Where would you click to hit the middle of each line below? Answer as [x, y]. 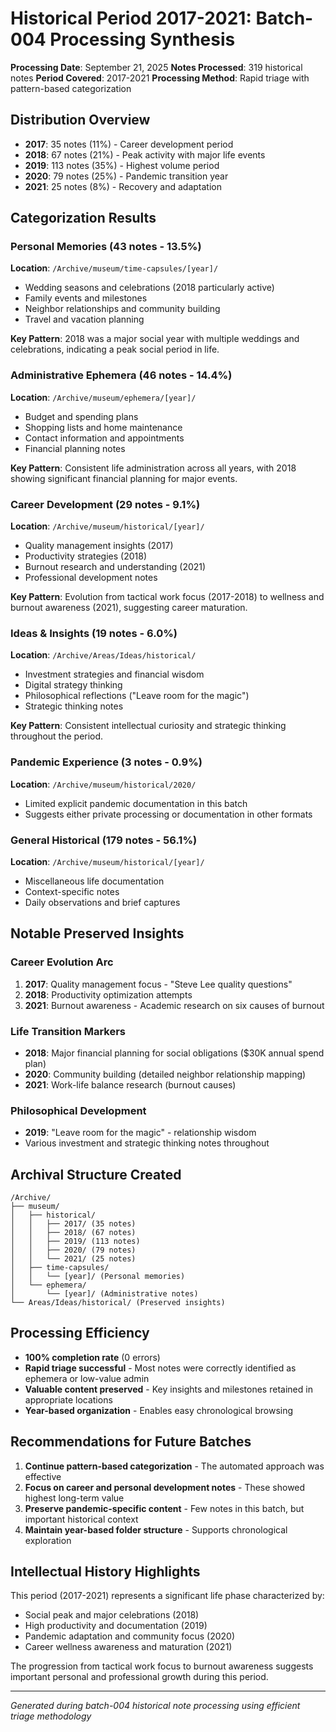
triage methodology [51, 1716]
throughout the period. [57, 736]
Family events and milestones [86, 298]
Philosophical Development [78, 1110]
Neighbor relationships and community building [122, 309]
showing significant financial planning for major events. [124, 478]
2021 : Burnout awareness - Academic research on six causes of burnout [174, 1005]
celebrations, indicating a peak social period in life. [115, 349]
